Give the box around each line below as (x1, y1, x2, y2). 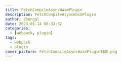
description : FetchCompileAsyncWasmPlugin (5, 12, 96, 17)
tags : (5, 35, 17, 40)
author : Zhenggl (5, 16, 39, 21)
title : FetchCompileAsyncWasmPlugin (5, 7, 83, 12)
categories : (5, 26, 30, 31)
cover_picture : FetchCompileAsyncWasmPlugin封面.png (5, 49, 117, 54)
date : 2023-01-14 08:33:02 (5, 21, 62, 26)
